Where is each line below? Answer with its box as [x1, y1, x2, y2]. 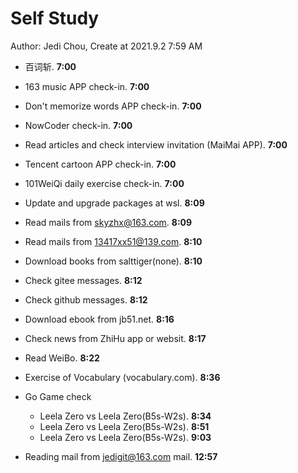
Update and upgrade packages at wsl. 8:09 [24, 197, 205, 209]
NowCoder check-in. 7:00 [24, 119, 133, 131]
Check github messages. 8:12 [24, 293, 148, 306]
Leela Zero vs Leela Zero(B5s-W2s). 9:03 [39, 431, 212, 443]
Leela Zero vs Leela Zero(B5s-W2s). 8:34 [39, 410, 212, 422]
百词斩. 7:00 [24, 60, 77, 72]
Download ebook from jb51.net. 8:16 [24, 313, 175, 325]
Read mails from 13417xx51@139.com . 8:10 [24, 235, 203, 247]
